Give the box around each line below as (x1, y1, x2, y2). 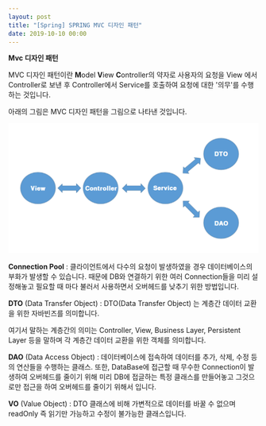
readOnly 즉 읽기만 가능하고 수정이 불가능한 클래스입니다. (8, 409, 187, 418)
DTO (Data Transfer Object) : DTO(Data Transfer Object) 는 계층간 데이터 (8, 298, 242, 308)
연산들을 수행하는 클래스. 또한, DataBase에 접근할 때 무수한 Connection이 (16, 362, 246, 371)
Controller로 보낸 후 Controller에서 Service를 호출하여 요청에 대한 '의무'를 (8, 80, 240, 90)
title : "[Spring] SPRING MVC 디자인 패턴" (8, 21, 143, 29)
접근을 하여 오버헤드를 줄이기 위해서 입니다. (22, 381, 157, 391)
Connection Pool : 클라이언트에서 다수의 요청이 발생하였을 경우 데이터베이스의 (8, 261, 253, 271)
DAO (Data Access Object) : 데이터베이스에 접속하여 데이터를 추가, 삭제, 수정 (8, 352, 249, 362)
